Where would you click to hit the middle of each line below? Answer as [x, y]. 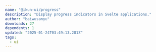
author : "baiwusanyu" [27, 19]
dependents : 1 [20, 28]
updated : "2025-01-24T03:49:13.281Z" [44, 33]
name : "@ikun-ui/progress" [33, 10]
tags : [11, 38]
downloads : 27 [20, 24]
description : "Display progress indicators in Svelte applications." [78, 14]
